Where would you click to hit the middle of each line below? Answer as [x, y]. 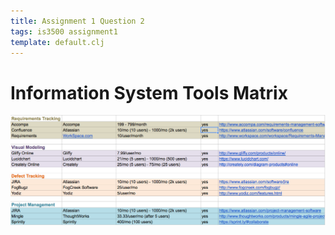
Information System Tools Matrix [149, 92]
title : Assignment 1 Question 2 [77, 21]
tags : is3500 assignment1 [64, 31]
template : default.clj [57, 42]
